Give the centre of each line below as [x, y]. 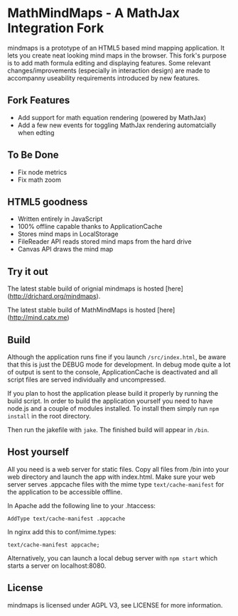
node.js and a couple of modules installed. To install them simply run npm [113, 409]
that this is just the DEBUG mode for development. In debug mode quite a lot [119, 364]
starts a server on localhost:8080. [57, 566]
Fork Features [39, 101]
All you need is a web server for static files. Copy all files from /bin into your [118, 469]
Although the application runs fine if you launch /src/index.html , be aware [117, 357]
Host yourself [38, 452]
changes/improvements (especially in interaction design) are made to [109, 70]
